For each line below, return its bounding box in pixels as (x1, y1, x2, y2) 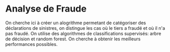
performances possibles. (5, 41, 58, 47)
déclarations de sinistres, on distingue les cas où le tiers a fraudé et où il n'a (5, 25, 165, 31)
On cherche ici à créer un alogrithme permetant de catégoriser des (5, 20, 147, 26)
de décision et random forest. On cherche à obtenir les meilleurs (5, 36, 141, 42)
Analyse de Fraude (5, 3, 87, 15)
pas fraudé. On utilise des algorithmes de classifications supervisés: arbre (5, 30, 162, 36)
